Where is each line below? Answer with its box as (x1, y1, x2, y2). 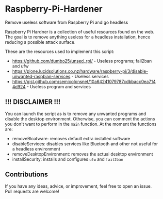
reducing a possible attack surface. (5, 39, 76, 45)
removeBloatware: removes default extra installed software (12, 135, 130, 141)
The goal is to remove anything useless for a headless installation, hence (5, 34, 150, 40)
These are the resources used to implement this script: (5, 49, 114, 54)
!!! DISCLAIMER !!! (5, 98, 61, 106)
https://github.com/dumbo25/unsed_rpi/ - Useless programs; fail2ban (12, 58, 152, 64)
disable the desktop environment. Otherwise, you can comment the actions (5, 116, 155, 122)
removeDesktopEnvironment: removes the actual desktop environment (12, 151, 153, 157)
